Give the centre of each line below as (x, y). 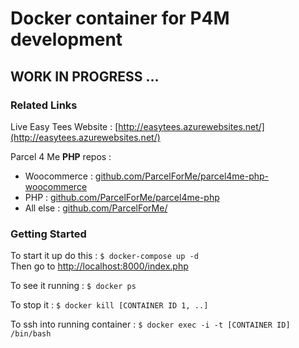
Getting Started (48, 234)
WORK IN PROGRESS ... (85, 76)
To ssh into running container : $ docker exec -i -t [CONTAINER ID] (150, 324)
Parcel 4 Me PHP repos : (61, 156)
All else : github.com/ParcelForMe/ (96, 208)
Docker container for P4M (120, 18)
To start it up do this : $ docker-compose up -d (104, 256)
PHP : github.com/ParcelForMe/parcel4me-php (122, 197)
